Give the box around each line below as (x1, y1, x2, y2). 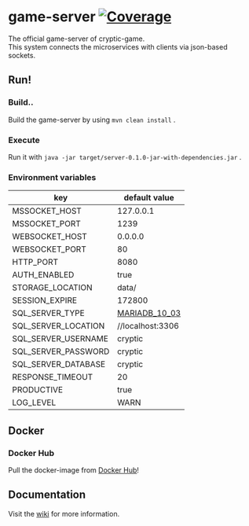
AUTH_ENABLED (12, 270, 75, 281)
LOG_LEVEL (12, 397, 57, 408)
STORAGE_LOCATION (12, 282, 93, 293)
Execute (8, 134, 41, 145)
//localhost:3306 (117, 321, 179, 332)
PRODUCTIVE (12, 384, 64, 395)
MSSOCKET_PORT (12, 219, 81, 230)
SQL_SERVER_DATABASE (12, 359, 106, 370)
